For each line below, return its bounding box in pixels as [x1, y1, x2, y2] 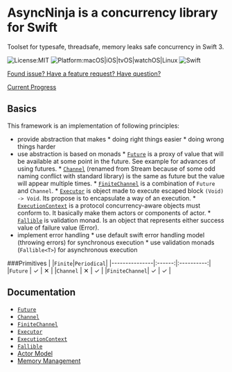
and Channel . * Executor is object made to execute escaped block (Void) [17, 186, 224, 195]
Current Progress [7, 83, 57, 91]
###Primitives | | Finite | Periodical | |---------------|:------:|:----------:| [7, 259, 211, 267]
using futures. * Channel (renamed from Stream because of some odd [17, 164, 216, 173]
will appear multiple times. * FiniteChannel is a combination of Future [17, 179, 215, 187]
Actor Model [17, 349, 53, 357]
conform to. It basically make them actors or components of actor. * [17, 208, 211, 217]
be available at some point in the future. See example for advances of [17, 157, 216, 165]
